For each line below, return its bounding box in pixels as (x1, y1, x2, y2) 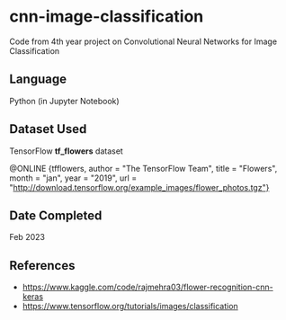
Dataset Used (9, 121, 87, 137)
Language (9, 72, 67, 87)
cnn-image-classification (9, 6, 204, 27)
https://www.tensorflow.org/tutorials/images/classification (22, 301, 238, 312)
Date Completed (9, 208, 103, 223)
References (9, 258, 76, 273)
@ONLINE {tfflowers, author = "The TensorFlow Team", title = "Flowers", (9, 163, 278, 173)
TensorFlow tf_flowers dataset (9, 146, 123, 156)
